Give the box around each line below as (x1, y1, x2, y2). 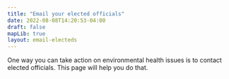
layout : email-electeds (7, 37, 78, 44)
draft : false (7, 23, 46, 30)
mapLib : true (7, 30, 46, 37)
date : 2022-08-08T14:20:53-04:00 (7, 17, 106, 24)
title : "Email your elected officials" (7, 10, 125, 18)
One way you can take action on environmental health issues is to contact (7, 56, 223, 64)
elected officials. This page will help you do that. (7, 63, 148, 72)
